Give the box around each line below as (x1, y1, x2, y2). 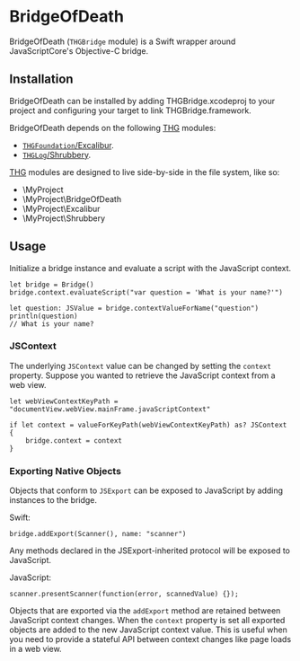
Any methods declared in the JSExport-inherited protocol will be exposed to (9, 545, 290, 556)
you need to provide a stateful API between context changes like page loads (9, 634, 292, 645)
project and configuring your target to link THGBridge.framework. (9, 105, 251, 116)
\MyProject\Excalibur (22, 203, 101, 214)
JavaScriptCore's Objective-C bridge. (9, 45, 149, 56)
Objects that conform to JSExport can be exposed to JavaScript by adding (9, 485, 284, 496)
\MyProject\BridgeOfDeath (22, 193, 122, 204)
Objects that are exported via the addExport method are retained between (9, 605, 281, 616)
